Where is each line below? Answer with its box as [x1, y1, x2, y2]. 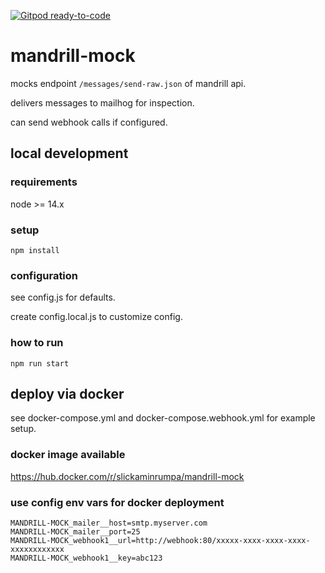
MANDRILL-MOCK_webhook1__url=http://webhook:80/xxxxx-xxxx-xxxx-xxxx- [10, 535, 311, 545]
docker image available [10, 448, 126, 462]
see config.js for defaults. [10, 291, 116, 304]
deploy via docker [10, 385, 125, 402]
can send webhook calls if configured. [10, 116, 168, 128]
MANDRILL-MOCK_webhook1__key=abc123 [10, 553, 163, 563]
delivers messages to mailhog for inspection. [10, 96, 195, 109]
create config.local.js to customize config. [10, 311, 183, 323]
